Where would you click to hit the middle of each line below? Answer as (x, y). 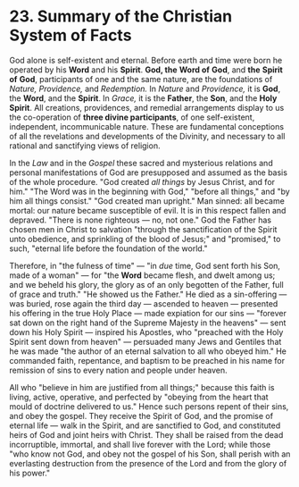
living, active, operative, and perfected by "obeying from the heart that (139, 397)
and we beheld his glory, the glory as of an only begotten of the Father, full (146, 284)
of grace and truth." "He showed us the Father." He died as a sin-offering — (148, 294)
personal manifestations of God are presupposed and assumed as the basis (149, 172)
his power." (30, 473)
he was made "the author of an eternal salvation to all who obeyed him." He (148, 351)
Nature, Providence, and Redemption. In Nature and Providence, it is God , (145, 88)
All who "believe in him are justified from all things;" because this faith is (142, 387)
